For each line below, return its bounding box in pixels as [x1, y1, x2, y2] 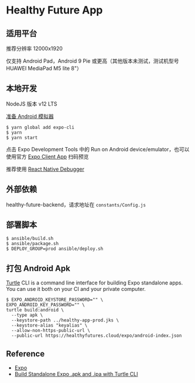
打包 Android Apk [6, 263, 70, 273]
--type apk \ [11, 312, 43, 318]
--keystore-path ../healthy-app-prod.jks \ [11, 317, 119, 323]
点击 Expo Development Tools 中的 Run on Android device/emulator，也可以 [6, 145, 190, 152]
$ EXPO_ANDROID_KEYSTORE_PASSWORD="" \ [6, 297, 104, 303]
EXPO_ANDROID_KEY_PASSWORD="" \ [6, 302, 85, 308]
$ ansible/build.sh [6, 236, 54, 242]
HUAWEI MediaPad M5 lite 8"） [6, 65, 82, 72]
